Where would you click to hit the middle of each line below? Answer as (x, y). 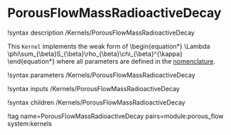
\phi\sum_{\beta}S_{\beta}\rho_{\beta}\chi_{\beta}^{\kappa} (95, 54)
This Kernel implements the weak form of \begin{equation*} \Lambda (109, 46)
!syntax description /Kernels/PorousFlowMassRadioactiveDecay (101, 33)
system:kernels (29, 123)
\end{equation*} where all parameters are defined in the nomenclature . (111, 61)
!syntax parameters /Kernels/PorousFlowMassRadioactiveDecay (101, 75)
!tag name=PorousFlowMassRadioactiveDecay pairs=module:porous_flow (116, 116)
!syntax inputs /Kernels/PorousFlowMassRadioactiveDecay (93, 88)
